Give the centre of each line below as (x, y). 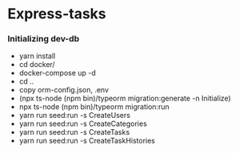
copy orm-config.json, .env (64, 90)
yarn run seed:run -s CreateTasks (74, 132)
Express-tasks (57, 14)
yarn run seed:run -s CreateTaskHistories (87, 141)
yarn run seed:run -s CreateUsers (75, 116)
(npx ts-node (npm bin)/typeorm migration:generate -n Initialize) (125, 98)
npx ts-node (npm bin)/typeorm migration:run (94, 107)
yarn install (37, 56)
